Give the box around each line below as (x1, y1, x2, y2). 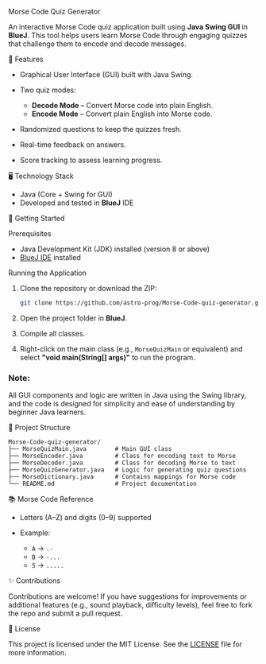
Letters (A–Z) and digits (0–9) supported (19, 513, 152, 522)
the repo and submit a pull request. (8, 608, 123, 619)
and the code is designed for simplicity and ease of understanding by (8, 399, 236, 409)
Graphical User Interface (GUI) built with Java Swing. (19, 70, 193, 79)
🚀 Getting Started (8, 214, 65, 223)
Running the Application (8, 268, 87, 278)
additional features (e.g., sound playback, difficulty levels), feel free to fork (8, 600, 253, 610)
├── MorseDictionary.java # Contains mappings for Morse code (8, 473, 237, 481)
